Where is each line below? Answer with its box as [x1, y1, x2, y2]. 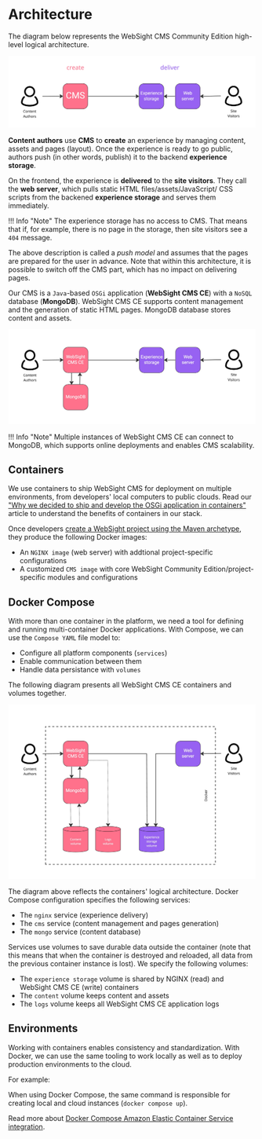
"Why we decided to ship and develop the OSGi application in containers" [8, 500, 246, 510]
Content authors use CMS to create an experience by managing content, [8, 136, 246, 145]
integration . [8, 1122, 45, 1131]
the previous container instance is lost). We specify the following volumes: [8, 958, 249, 968]
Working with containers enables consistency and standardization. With [8, 1042, 240, 1052]
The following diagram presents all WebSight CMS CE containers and [8, 680, 232, 690]
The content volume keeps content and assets [19, 991, 170, 1000]
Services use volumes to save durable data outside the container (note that [8, 942, 251, 951]
